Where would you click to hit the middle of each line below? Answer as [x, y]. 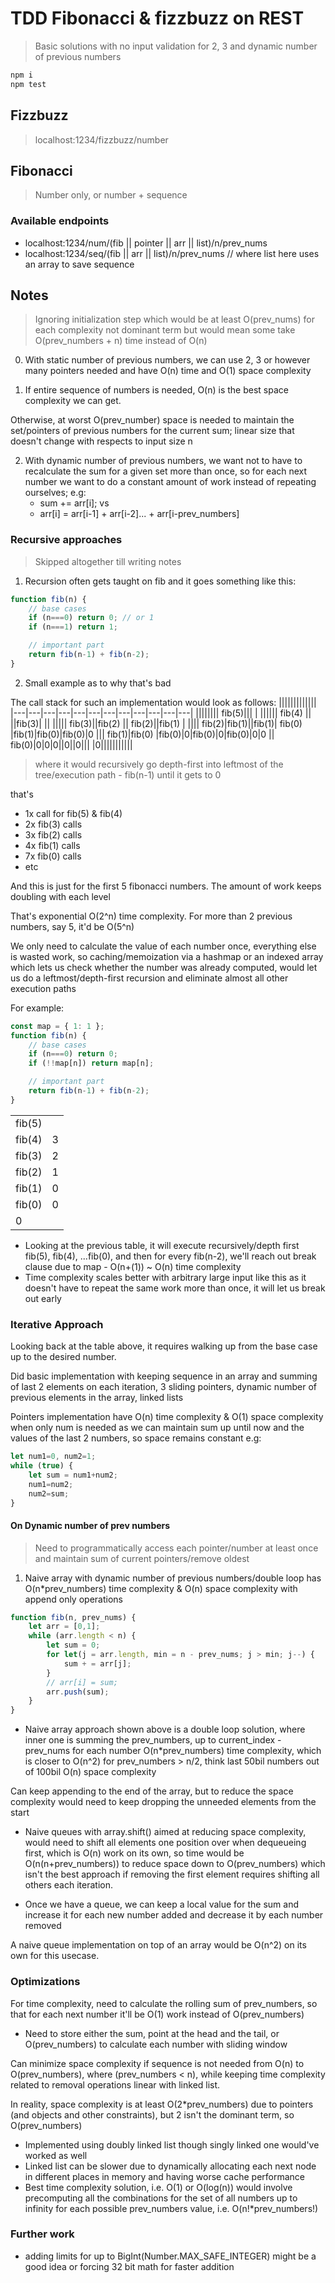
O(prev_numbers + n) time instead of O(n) [121, 341]
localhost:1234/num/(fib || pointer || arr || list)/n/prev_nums [146, 243]
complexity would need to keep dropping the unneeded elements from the [163, 1802]
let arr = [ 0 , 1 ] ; [64, 1627]
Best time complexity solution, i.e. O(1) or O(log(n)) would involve [158, 2187]
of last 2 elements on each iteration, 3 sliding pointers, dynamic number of [163, 1387]
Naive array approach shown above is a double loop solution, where [165, 1729]
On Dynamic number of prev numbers [90, 1525]
